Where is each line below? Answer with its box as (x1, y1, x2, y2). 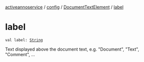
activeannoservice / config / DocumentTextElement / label (5, 4, 124, 10)
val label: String (5, 37, 43, 42)
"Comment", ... (5, 51, 36, 57)
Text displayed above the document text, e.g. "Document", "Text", (5, 46, 140, 52)
